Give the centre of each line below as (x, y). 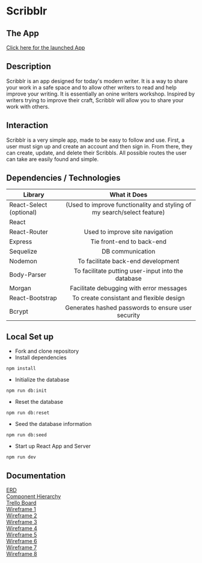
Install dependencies (41, 358)
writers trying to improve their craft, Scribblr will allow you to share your (95, 100)
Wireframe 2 (22, 516)
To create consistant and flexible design (128, 298)
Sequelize (23, 252)
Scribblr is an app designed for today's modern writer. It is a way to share (97, 81)
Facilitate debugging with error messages (129, 288)
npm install (21, 369)
